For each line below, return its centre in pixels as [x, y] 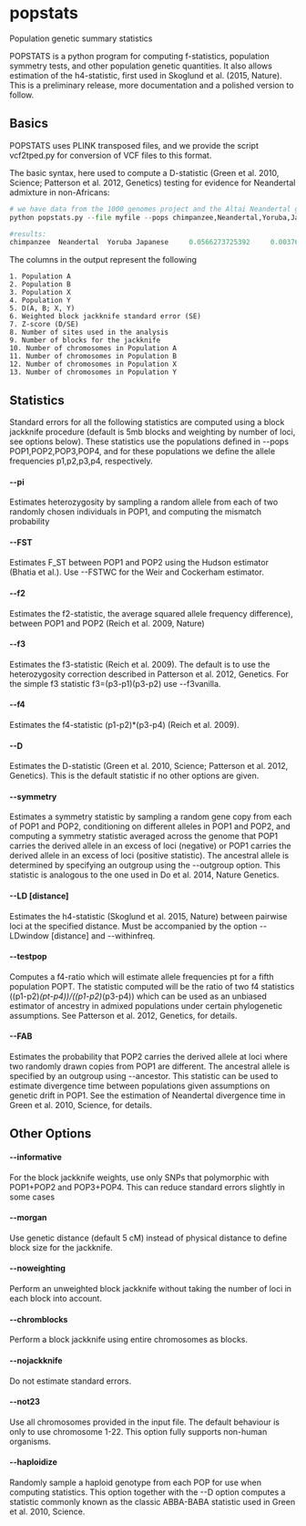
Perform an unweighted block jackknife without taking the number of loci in [151, 1289]
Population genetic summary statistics [81, 38]
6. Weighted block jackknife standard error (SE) [106, 317]
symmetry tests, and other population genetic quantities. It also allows [141, 66]
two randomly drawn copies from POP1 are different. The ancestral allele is [150, 1066]
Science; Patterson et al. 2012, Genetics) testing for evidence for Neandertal [153, 182]
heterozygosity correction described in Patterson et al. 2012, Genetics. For [149, 674]
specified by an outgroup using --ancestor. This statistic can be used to [144, 1076]
